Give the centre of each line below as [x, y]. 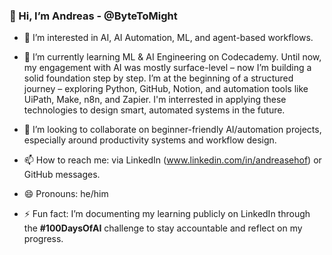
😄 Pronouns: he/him [66, 194]
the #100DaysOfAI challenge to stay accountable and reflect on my [163, 228]
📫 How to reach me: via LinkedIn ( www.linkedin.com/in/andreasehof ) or [172, 160]
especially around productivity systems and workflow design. [150, 140]
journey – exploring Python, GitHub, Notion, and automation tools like [166, 89]
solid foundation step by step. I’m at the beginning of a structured [158, 78]
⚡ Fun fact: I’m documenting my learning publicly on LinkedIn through [167, 214]
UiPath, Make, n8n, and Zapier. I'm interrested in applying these [155, 100]
